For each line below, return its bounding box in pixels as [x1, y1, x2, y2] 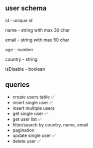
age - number [5, 46, 33, 52]
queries [5, 80, 30, 89]
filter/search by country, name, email [12, 121, 88, 127]
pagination [12, 127, 35, 133]
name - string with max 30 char [5, 27, 70, 33]
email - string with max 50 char [5, 37, 69, 43]
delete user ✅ [12, 138, 41, 144]
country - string [5, 56, 37, 62]
